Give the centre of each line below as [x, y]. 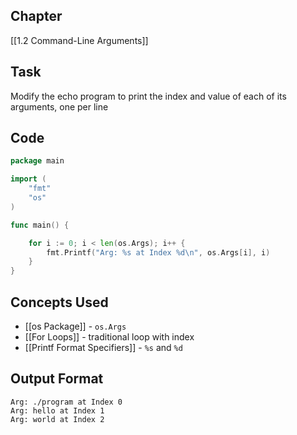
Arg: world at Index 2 [57, 419]
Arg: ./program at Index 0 [66, 402]
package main [37, 161]
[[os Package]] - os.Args [75, 326]
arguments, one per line [59, 106]
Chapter [36, 16]
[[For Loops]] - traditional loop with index [109, 337]
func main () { [40, 225]
